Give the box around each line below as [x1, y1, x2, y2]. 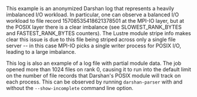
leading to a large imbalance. [6, 49, 76, 55]
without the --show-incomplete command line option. [6, 85, 133, 91]
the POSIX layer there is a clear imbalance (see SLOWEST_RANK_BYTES [6, 23, 182, 30]
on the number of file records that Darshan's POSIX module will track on [6, 72, 181, 79]
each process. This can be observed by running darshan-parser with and [6, 78, 183, 85]
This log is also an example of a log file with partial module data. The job [6, 60, 182, 67]
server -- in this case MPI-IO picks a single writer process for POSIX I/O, [6, 42, 181, 49]
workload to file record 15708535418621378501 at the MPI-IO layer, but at [6, 18, 184, 24]
